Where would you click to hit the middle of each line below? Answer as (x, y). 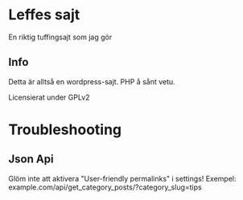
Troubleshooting (65, 129)
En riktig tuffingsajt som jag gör (60, 37)
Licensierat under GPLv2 (49, 97)
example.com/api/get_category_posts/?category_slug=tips (105, 187)
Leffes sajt (44, 15)
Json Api (31, 159)
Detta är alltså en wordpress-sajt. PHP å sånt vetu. (92, 81)
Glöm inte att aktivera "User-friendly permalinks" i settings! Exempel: (122, 178)
